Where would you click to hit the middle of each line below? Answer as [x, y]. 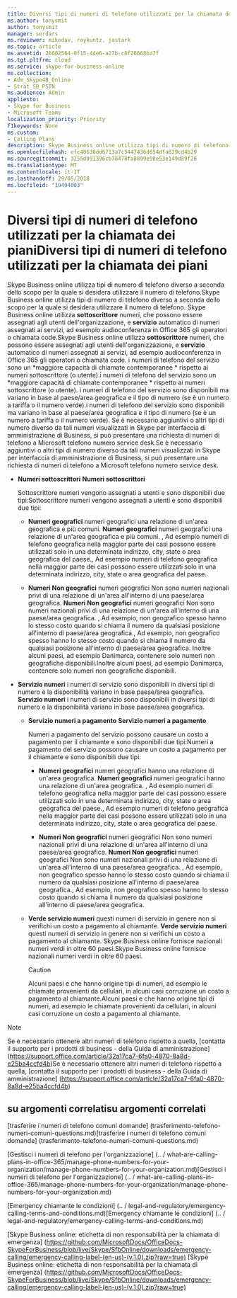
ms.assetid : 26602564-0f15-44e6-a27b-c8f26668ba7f [83, 54]
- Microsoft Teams [34, 113]
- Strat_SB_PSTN [31, 86]
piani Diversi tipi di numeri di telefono [117, 250]
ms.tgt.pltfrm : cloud [39, 60]
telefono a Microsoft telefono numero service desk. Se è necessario [105, 443]
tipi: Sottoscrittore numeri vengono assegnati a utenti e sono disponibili [120, 501]
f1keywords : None [33, 126]
